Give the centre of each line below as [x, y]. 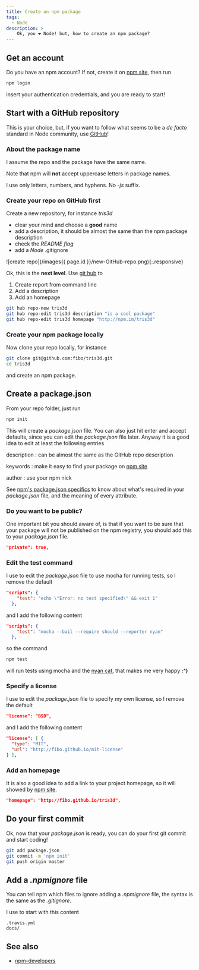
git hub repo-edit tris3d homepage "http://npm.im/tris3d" [81, 319]
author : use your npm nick [39, 478]
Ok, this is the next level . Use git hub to [54, 273]
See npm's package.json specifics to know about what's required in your [95, 489]
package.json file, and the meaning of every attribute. [72, 495]
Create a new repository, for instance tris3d [59, 213]
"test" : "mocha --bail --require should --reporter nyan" [90, 632]
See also [22, 947]
